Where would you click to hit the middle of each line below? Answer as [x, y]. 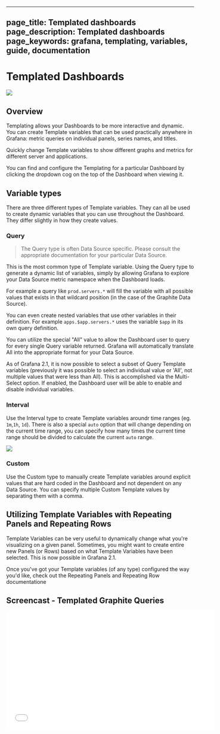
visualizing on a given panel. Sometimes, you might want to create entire [95, 544]
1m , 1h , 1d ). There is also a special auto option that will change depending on [99, 424]
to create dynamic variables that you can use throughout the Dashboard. [95, 214]
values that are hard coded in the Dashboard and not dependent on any [94, 483]
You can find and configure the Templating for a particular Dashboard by [95, 168]
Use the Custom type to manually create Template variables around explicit [98, 477]
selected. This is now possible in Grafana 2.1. [61, 558]
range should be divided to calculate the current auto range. [80, 437]
